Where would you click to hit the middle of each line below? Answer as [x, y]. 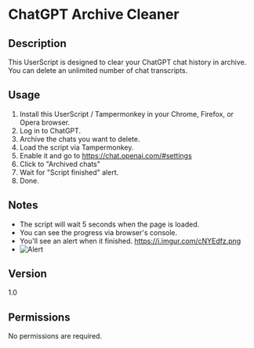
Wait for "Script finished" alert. [69, 172]
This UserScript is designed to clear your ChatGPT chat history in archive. [127, 62]
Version [27, 274]
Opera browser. [45, 122]
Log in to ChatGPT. [50, 130]
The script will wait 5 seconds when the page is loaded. [109, 224]
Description [37, 43]
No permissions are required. [55, 336]
